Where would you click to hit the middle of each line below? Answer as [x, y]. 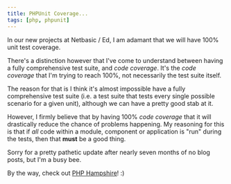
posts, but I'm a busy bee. [44, 159]
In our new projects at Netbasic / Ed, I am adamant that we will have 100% [113, 39]
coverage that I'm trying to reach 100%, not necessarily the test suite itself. [114, 75]
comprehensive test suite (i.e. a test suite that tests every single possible [111, 96]
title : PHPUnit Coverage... [48, 13]
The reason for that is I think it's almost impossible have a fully [96, 89]
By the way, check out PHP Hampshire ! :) [66, 173]
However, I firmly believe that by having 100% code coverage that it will [109, 117]
